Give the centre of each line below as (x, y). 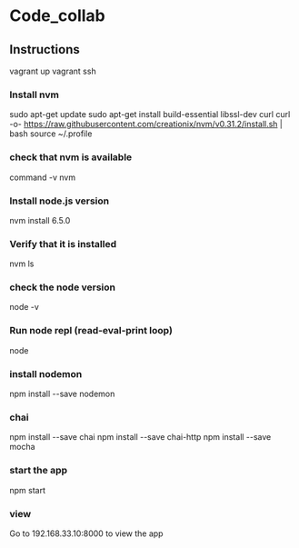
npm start (28, 490)
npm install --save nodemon (62, 394)
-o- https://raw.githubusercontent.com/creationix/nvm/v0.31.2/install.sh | (146, 125)
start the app (39, 471)
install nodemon (46, 374)
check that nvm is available (71, 157)
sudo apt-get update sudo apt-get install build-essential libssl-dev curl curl (150, 115)
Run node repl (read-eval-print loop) (91, 331)
